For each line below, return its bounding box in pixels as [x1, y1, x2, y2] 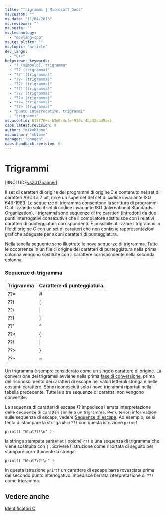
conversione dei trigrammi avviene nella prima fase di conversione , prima [5, 373, 155, 379]
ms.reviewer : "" [5, 21, 39, 26]
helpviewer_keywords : [5, 58, 50, 63]
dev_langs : [5, 49, 28, 54]
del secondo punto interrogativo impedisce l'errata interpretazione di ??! [5, 472, 154, 478]
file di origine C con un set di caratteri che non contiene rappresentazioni [5, 226, 155, 232]
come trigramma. [5, 478, 41, 484]
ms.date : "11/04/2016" [5, 16, 52, 21]
